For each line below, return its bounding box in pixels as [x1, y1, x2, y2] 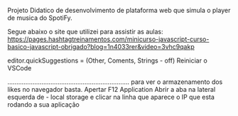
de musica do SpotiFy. [7, 14, 72, 22]
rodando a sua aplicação [7, 100, 80, 109]
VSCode [7, 64, 32, 72]
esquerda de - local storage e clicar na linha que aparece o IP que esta [7, 93, 215, 101]
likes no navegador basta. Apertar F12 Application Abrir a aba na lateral [7, 85, 216, 93]
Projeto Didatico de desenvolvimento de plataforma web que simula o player [7, 6, 231, 14]
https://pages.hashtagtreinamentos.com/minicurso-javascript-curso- [7, 35, 210, 43]
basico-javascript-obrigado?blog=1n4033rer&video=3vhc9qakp [7, 43, 195, 51]
